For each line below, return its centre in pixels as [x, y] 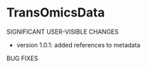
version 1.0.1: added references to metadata [78, 45]
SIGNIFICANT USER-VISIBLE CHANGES [62, 32]
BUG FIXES [22, 58]
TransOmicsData [56, 13]
